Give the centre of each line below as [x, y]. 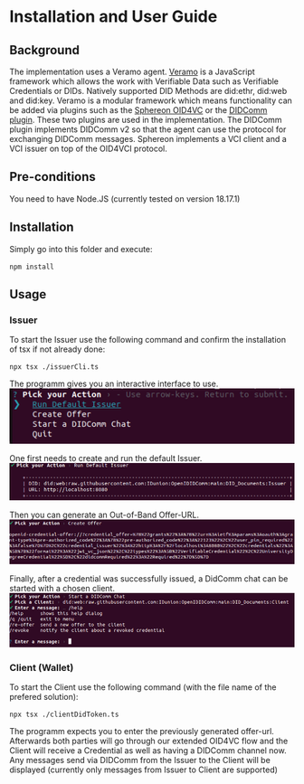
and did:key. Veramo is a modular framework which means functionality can [151, 100]
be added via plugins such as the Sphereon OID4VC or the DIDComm [138, 110]
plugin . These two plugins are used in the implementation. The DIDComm [146, 120]
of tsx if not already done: [57, 349]
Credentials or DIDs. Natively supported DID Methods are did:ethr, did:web [148, 91]
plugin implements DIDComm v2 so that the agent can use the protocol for [148, 129]
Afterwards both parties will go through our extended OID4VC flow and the [149, 741]
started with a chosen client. [62, 589]
